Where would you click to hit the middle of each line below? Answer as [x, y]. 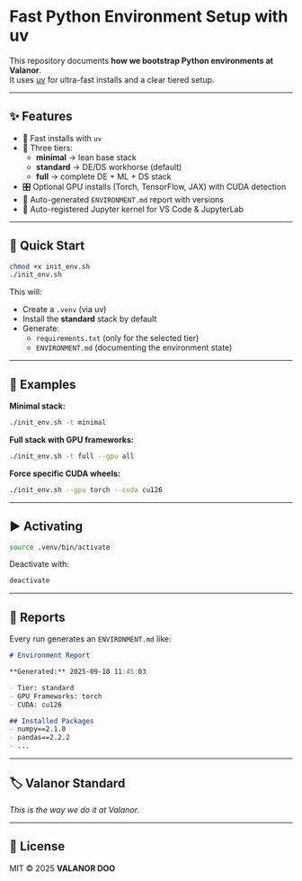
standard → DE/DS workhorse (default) [109, 166]
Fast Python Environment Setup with [149, 17]
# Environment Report [50, 656]
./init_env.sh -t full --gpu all [72, 456]
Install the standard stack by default [89, 319]
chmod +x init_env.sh [50, 266]
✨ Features [41, 117]
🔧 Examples [43, 384]
